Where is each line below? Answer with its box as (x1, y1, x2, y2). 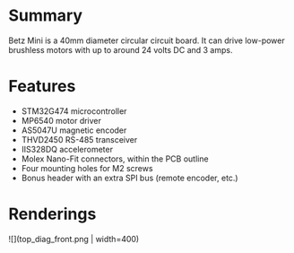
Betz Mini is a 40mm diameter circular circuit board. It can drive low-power (8, 35, 285, 46)
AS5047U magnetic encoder (21, 125, 127, 135)
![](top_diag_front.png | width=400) (8, 233, 140, 244)
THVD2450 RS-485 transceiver (21, 134, 138, 144)
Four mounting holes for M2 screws (21, 162, 153, 173)
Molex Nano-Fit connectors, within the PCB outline (21, 153, 209, 164)
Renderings (8, 204, 97, 224)
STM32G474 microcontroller (21, 105, 127, 117)
